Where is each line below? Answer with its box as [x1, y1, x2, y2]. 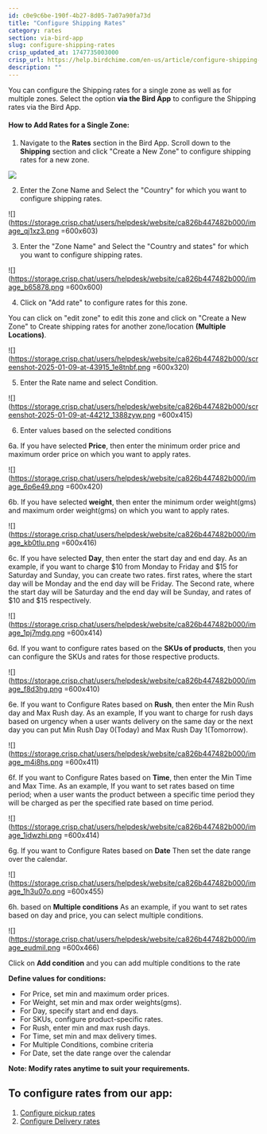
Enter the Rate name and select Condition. [19, 377, 158, 387]
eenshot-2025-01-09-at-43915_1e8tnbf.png [8, 362, 151, 372]
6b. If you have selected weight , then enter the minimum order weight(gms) [8, 497, 257, 506]
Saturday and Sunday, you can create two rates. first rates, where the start [8, 570, 253, 579]
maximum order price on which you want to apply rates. [8, 449, 192, 458]
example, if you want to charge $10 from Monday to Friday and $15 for [8, 562, 238, 571]
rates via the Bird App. [8, 102, 82, 111]
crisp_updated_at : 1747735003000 [8, 49, 119, 57]
